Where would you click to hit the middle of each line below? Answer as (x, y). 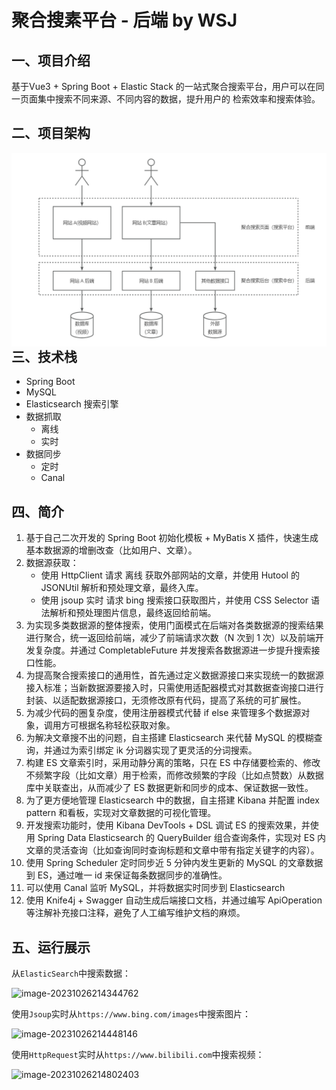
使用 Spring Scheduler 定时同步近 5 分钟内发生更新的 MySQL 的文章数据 (174, 863)
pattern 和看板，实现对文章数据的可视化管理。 (121, 813)
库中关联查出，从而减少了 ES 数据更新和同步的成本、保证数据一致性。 (169, 788)
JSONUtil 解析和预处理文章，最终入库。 (122, 588)
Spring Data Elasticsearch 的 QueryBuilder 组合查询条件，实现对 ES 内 (182, 838)
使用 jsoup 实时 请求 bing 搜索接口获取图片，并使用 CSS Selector (174, 600)
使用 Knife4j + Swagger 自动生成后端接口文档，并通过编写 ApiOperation (174, 900)
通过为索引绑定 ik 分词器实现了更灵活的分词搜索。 (155, 750)
